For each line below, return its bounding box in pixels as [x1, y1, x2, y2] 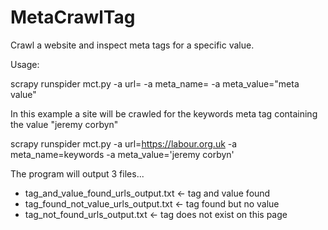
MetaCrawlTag [10, 6, 136, 29]
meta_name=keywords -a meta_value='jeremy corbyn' [10, 148, 235, 160]
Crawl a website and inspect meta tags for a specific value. [10, 39, 255, 51]
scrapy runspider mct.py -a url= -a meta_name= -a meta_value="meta [10, 77, 300, 90]
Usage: [10, 58, 40, 70]
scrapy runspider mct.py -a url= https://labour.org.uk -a [10, 137, 238, 150]
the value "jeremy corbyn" [10, 118, 119, 130]
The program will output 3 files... [10, 167, 145, 180]
